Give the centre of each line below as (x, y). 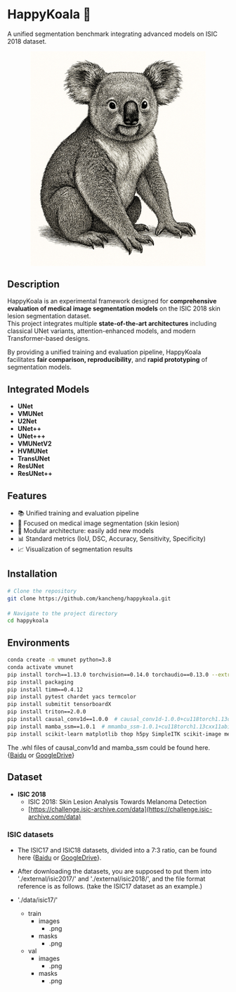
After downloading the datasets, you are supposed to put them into (114, 871)
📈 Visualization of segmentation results (75, 549)
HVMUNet (33, 451)
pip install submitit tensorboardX (59, 704)
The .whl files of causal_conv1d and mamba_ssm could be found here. (109, 747)
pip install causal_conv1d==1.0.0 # (63, 720)
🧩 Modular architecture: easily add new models (86, 531)
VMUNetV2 (34, 444)
